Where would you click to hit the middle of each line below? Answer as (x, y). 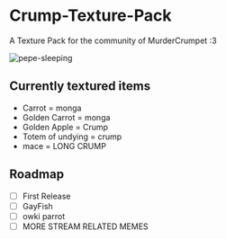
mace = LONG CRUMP (64, 146)
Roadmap (37, 175)
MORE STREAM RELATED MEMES (85, 226)
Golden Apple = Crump (65, 127)
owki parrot (44, 216)
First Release (46, 196)
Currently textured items (80, 86)
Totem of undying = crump (72, 137)
